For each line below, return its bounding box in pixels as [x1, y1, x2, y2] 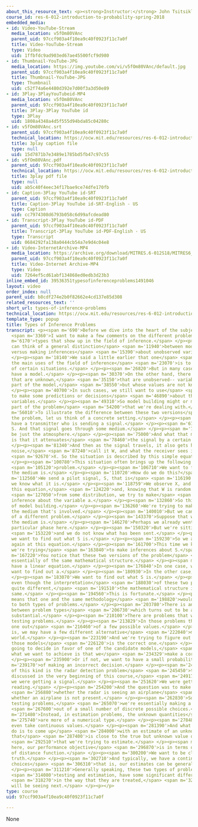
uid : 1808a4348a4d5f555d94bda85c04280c [11, 119, 110, 125]
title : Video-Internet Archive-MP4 [11, 261, 99, 268]
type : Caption [11, 206, 46, 213]
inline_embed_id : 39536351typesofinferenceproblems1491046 [6, 278, 154, 284]
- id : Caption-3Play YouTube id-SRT [6, 190, 96, 196]
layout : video [6, 283, 41, 289]
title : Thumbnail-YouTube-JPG [11, 74, 85, 80]
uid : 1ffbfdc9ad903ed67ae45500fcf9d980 [11, 53, 110, 58]
